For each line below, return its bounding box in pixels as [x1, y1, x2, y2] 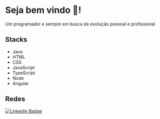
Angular [12, 80, 29, 86]
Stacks [5, 35, 27, 44]
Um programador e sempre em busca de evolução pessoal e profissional [5, 21, 155, 27]
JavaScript [12, 64, 35, 70]
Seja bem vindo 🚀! [5, 4, 81, 16]
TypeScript [12, 70, 35, 76]
